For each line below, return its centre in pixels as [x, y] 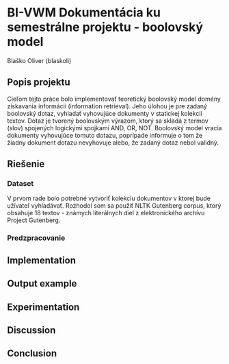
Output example [42, 283]
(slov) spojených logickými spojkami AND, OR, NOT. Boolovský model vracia [114, 128]
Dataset [21, 184]
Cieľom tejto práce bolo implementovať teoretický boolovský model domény [114, 99]
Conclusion [32, 353]
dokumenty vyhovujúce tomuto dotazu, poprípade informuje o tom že [105, 135]
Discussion [31, 330]
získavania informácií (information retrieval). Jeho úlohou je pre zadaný [107, 106]
